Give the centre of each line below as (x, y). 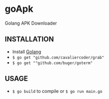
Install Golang (27, 51)
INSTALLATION (29, 39)
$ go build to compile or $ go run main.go (57, 91)
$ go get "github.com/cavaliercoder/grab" (58, 57)
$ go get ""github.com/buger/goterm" (52, 63)
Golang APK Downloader (31, 23)
